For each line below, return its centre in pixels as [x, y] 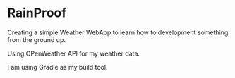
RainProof [37, 13]
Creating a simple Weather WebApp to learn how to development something [118, 32]
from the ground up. [36, 39]
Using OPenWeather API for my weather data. [73, 53]
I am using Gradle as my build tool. [58, 67]
